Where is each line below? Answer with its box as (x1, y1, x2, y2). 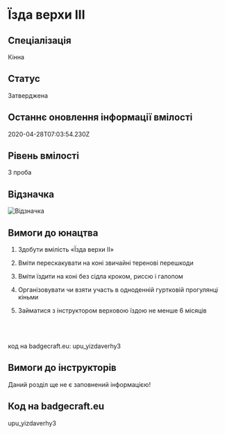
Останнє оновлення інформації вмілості (8, 112, 193, 123)
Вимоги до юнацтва (8, 227, 99, 238)
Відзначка (8, 188, 55, 200)
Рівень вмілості (8, 150, 79, 162)
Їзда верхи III (8, 7, 85, 23)
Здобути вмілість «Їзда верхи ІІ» (17, 245, 114, 254)
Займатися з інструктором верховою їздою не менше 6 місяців (17, 306, 207, 315)
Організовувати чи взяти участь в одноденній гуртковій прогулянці (17, 286, 218, 294)
